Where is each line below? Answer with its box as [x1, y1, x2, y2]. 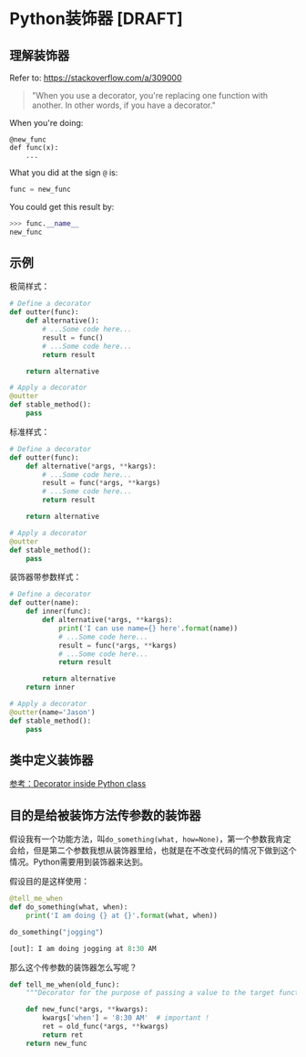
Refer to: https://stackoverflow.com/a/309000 [9, 72, 182, 83]
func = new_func [9, 185, 71, 194]
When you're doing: [9, 118, 84, 128]
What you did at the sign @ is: [9, 167, 118, 178]
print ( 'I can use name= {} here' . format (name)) [57, 623, 239, 633]
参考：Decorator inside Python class [9, 778, 147, 789]
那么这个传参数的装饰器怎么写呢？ [9, 961, 138, 973]
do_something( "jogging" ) [9, 927, 104, 936]
